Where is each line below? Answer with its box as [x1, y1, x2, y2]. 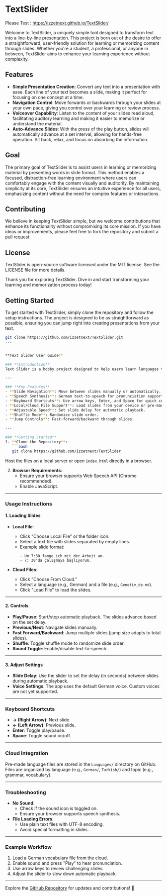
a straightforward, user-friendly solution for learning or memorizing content [5, 40, 160, 46]
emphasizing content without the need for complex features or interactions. [5, 191, 160, 197]
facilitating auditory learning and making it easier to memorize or [12, 115, 145, 121]
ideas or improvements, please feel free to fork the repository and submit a [5, 229, 159, 235]
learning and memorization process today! [5, 282, 92, 288]
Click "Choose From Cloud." [19, 576, 78, 582]
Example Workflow [5, 843, 52, 850]
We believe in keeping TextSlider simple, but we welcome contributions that [5, 218, 160, 224]
